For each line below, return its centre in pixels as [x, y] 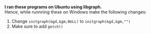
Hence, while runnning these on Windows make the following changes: [75, 12]
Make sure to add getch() [37, 26]
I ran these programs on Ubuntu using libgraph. [53, 7]
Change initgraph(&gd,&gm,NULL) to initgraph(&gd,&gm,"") [71, 21]
